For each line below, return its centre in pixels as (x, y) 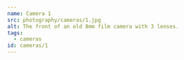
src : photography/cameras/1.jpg (54, 20)
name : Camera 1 (29, 13)
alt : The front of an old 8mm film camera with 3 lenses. (93, 26)
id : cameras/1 (28, 46)
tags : (15, 33)
